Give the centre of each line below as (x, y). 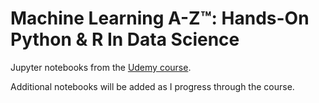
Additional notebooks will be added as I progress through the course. (152, 86)
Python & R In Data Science (125, 39)
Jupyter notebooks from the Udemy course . (101, 67)
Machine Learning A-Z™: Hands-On (160, 18)
